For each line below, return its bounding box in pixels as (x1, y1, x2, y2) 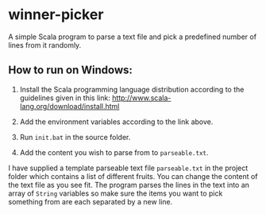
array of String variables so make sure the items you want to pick (8, 189, 223, 198)
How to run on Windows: (8, 64, 133, 77)
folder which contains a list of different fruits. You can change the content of (8, 171, 258, 181)
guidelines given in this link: (19, 93, 111, 103)
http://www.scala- (112, 93, 172, 103)
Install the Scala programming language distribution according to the (19, 84, 245, 94)
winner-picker (8, 6, 104, 24)
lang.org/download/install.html (19, 101, 120, 111)
